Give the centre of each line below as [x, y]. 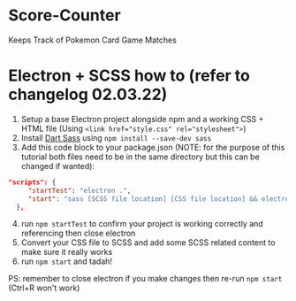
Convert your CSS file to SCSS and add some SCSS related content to [148, 243]
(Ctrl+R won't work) [44, 288]
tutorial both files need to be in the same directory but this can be [140, 157]
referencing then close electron [78, 233]
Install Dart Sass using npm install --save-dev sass [116, 137]
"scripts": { [32, 182]
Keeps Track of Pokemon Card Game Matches [93, 40]
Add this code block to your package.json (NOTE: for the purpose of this [153, 147]
